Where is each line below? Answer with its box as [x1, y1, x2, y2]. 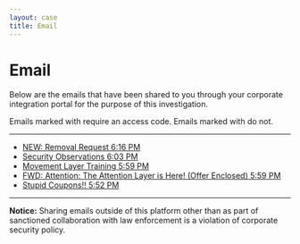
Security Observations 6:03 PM [21, 151, 138, 162]
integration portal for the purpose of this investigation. [9, 99, 208, 110]
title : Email [9, 21, 58, 30]
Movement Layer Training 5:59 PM [21, 161, 150, 172]
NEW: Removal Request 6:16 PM [21, 142, 141, 153]
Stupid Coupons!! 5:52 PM [21, 180, 120, 190]
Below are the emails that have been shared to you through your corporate [9, 89, 284, 100]
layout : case [9, 13, 58, 22]
